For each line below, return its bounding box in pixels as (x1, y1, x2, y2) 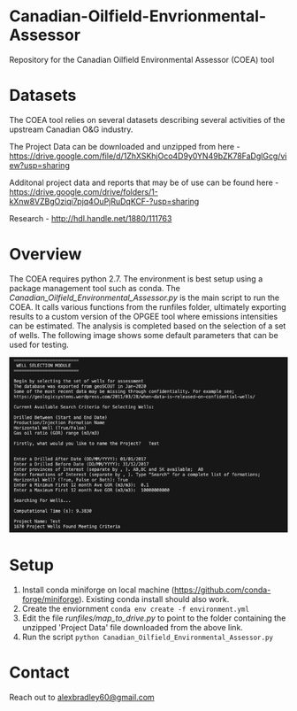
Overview (9, 244, 82, 265)
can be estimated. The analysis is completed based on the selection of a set (9, 321, 286, 331)
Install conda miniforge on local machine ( (21, 584, 175, 595)
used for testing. (9, 339, 69, 350)
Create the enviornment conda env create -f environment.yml (21, 604, 250, 614)
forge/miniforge (21, 594, 80, 605)
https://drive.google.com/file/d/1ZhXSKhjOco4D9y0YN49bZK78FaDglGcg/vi (9, 151, 287, 161)
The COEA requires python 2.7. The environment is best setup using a (9, 273, 263, 284)
